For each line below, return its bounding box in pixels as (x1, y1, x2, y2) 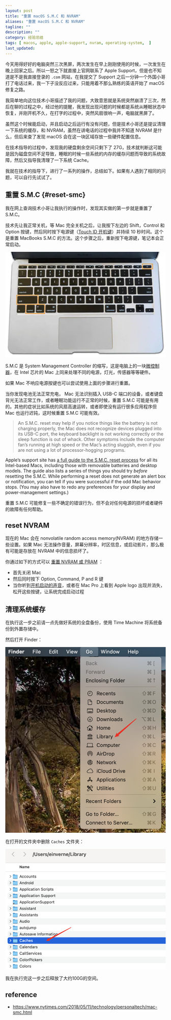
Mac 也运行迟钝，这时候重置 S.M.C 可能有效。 (5, 410, 102, 416)
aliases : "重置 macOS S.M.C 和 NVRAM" (5, 19, 85, 24)
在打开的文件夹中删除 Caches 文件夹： (5, 838, 84, 844)
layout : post (5, 8, 33, 13)
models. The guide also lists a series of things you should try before (5, 468, 148, 474)
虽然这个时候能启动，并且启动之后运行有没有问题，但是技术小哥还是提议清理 (5, 121, 166, 127)
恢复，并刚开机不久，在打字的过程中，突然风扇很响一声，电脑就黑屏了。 (5, 110, 157, 116)
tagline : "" (5, 24, 31, 30)
